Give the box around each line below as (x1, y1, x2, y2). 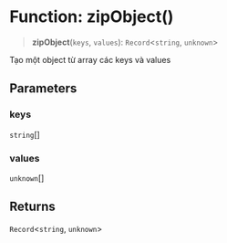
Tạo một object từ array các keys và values (9, 54, 171, 65)
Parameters (9, 80, 77, 97)
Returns (9, 199, 57, 215)
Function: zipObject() (9, 6, 174, 27)
